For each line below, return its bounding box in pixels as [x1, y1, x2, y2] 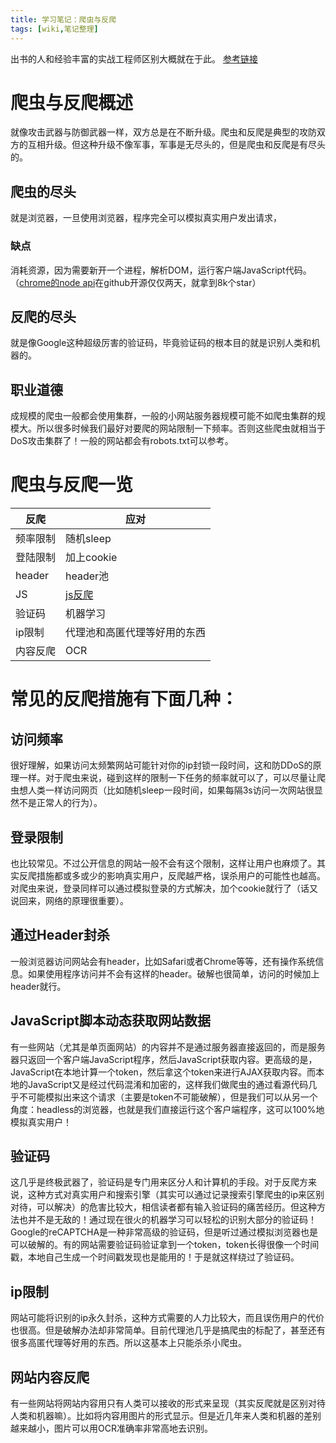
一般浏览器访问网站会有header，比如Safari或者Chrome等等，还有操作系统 [10, 955, 316, 967]
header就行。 [10, 980, 67, 992]
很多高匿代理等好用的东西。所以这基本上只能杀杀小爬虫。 [10, 1337, 247, 1349]
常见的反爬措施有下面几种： [10, 688, 239, 711]
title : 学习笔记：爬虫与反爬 [10, 14, 117, 25]
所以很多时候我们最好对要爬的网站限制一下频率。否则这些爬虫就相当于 [36, 422, 326, 435]
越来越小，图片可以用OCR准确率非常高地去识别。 [10, 1422, 213, 1434]
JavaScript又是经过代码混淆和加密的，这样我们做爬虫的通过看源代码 [27, 1078, 309, 1090]
